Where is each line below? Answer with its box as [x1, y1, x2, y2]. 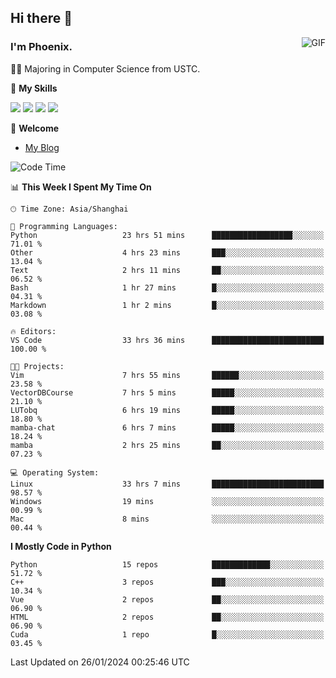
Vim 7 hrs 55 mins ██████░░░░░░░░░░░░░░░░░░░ [10, 370, 325, 380]
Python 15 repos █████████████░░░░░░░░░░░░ [10, 559, 325, 570]
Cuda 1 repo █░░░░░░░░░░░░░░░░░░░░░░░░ [10, 629, 325, 640]
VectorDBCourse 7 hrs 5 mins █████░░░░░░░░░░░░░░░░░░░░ [10, 387, 325, 398]
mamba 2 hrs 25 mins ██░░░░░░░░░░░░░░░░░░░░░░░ [10, 440, 325, 450]
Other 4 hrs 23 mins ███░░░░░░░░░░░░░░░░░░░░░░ [10, 247, 325, 258]
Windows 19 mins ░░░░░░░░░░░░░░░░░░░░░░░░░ [10, 496, 325, 506]
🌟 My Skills [10, 82, 58, 94]
